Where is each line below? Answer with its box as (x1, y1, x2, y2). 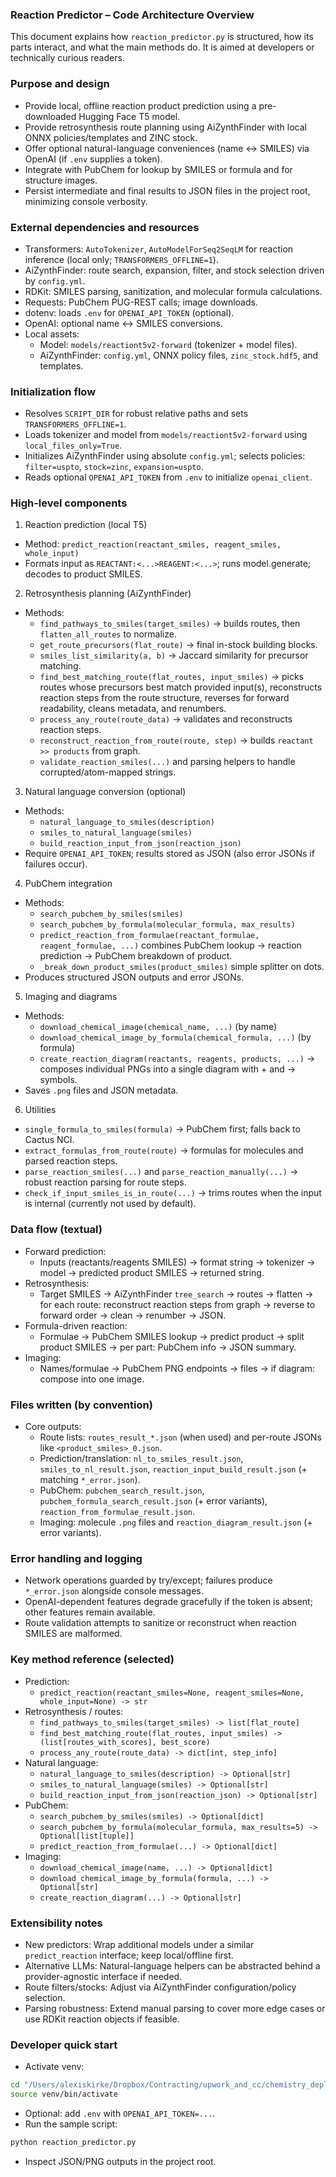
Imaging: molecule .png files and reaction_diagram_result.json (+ (39, 1516, 313, 1528)
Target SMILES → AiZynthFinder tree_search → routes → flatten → (39, 1288, 314, 1300)
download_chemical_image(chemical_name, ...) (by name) (39, 1021, 278, 1033)
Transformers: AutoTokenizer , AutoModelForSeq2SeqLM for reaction (24, 243, 294, 255)
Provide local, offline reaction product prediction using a (24, 99, 257, 112)
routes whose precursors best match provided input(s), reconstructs (39, 681, 323, 693)
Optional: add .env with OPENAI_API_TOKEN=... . (24, 2108, 216, 2120)
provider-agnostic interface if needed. (24, 1970, 183, 1982)
